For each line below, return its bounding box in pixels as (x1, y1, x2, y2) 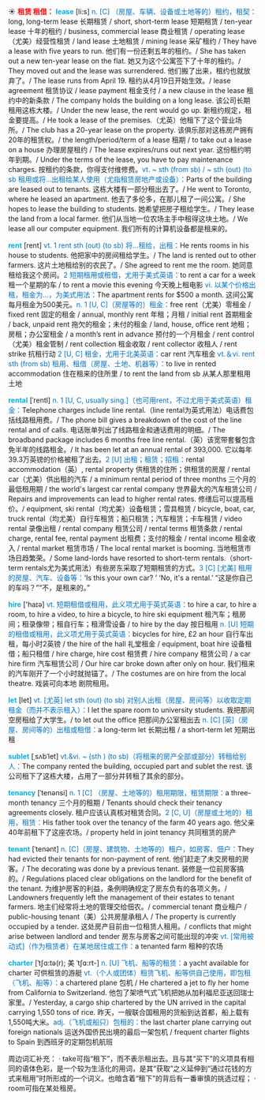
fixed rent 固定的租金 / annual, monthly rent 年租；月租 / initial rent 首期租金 (8, 310, 253, 319)
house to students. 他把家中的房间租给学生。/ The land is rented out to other (8, 251, 256, 260)
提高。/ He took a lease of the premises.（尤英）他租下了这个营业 (21, 115, 236, 125)
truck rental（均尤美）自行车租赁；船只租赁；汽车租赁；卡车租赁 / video (8, 514, 243, 523)
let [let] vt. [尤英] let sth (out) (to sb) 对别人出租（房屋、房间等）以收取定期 (8, 695, 252, 705)
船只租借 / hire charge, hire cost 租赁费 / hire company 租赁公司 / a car (21, 649, 251, 658)
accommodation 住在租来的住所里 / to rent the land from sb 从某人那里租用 (8, 369, 251, 378)
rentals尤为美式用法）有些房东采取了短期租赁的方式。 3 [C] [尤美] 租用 (24, 563, 252, 572)
